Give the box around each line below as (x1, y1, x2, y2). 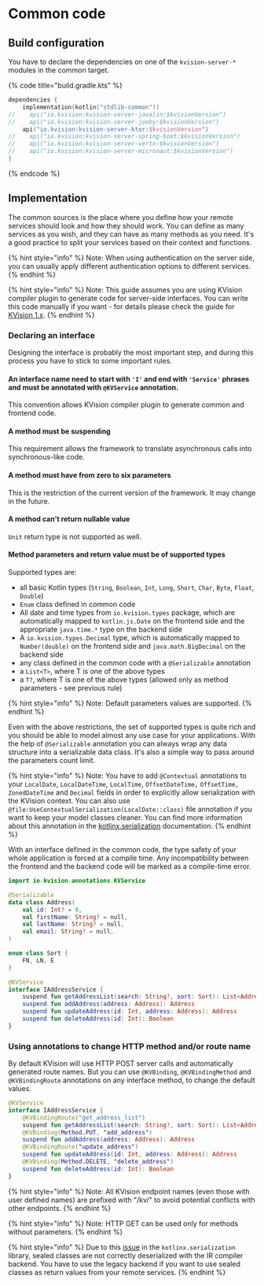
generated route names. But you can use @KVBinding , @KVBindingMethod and (8, 1067, 251, 1077)
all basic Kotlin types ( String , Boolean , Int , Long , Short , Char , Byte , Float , (19, 583, 255, 592)
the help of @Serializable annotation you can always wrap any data (8, 739, 228, 748)
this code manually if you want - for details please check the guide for (8, 301, 235, 311)
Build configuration (8, 36, 104, 50)
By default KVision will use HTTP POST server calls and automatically (8, 1059, 233, 1068)
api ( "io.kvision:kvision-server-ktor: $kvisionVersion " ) (22, 125, 210, 133)
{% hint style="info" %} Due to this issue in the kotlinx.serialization (8, 1242, 236, 1252)
